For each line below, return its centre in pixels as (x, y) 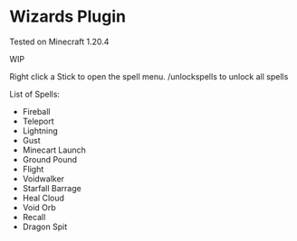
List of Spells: (35, 94)
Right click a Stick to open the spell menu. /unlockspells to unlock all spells (149, 76)
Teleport (38, 121)
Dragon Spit (45, 227)
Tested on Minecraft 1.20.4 (59, 42)
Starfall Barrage (52, 188)
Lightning (40, 130)
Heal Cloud (43, 198)
